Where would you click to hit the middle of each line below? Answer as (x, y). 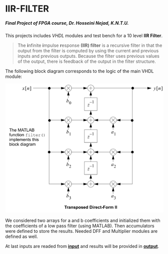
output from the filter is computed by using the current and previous (88, 51)
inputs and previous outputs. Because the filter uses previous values (89, 56)
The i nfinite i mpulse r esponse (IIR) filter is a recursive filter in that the (90, 45)
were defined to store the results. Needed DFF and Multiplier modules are (81, 231)
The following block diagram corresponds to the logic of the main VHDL (80, 71)
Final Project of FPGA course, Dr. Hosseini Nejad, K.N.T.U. (67, 23)
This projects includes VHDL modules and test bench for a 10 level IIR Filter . (84, 36)
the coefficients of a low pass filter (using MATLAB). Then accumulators (80, 226)
